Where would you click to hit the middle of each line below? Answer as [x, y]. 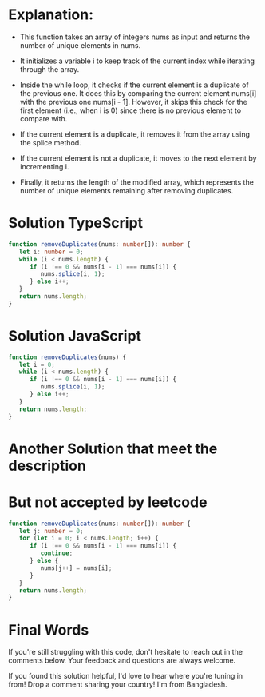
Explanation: [51, 15]
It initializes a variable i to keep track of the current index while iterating [137, 61]
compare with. [44, 118]
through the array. [49, 69]
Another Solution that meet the [113, 448]
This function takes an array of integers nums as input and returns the [134, 37]
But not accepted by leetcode [108, 502]
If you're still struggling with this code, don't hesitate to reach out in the [126, 652]
